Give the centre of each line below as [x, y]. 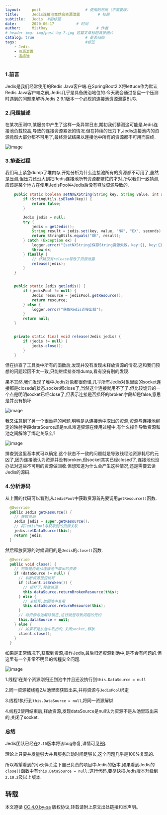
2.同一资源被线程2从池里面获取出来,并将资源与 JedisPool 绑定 [67, 690]
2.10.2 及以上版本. [23, 777]
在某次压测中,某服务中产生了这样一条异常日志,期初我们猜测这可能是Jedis [80, 124]
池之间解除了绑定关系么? [30, 433]
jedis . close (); [47, 346]
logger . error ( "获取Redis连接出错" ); [67, 309]
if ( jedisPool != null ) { [50, 291]
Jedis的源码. [18, 472]
